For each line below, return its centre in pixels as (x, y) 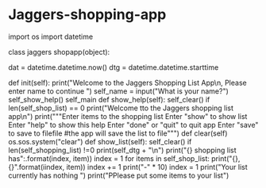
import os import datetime (51, 36)
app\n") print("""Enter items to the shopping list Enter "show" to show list (128, 116)
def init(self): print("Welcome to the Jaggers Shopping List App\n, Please (128, 82)
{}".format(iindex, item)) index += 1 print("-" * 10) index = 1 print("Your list (128, 167)
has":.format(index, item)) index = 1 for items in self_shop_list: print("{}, (124, 158)
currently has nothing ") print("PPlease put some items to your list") (119, 175)
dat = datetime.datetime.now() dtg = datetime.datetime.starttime (114, 67)
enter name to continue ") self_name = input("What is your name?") (118, 91)
